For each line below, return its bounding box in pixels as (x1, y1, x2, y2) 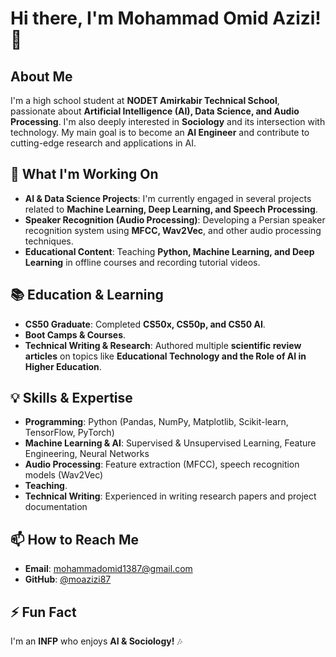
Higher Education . (24, 360, 102, 372)
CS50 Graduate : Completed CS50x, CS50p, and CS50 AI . (24, 318, 266, 330)
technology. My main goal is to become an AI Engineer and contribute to (10, 127, 310, 138)
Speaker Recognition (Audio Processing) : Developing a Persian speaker (24, 213, 326, 226)
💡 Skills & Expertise (10, 390, 133, 407)
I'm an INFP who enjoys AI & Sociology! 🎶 (10, 635, 183, 647)
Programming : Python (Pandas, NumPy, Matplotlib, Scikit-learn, (24, 416, 289, 428)
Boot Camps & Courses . (24, 328, 127, 341)
